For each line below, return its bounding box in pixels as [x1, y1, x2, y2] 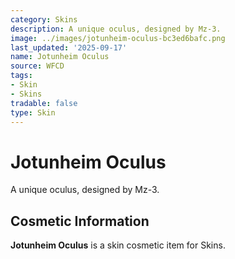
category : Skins [10, 14, 78, 25]
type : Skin [10, 107, 56, 118]
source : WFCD [10, 61, 65, 71]
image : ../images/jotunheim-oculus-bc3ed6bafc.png [10, 33, 226, 43]
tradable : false [10, 98, 78, 108]
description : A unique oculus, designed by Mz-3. [10, 24, 222, 34]
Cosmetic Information [10, 212, 150, 230]
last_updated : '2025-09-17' [10, 42, 128, 53]
